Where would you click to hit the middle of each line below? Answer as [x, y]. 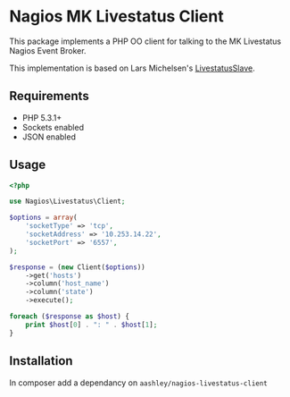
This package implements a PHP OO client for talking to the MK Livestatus [145, 41]
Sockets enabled [53, 127]
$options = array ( [43, 218]
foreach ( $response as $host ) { [69, 317]
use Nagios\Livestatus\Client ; [67, 202]
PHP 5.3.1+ [42, 117]
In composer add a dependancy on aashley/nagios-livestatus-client [138, 383]
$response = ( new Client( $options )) [77, 267]
